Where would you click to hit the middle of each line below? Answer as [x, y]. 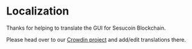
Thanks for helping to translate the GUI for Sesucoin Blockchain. [86, 28]
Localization [38, 11]
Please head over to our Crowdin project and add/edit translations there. [96, 39]
